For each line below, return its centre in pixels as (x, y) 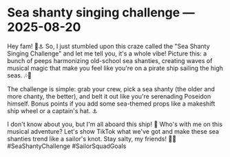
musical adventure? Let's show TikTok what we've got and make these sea (113, 131)
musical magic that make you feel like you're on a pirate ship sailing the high (115, 68)
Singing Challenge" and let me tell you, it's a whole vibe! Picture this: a (107, 53)
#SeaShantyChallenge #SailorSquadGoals (67, 146)
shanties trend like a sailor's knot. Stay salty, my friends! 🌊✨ (92, 138)
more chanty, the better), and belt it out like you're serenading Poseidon (109, 96)
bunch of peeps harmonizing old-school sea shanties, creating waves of (110, 60)
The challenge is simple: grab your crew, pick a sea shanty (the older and (111, 89)
